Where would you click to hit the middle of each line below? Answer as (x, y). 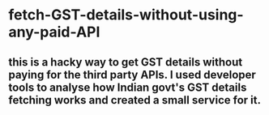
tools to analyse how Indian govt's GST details (128, 87)
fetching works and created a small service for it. (135, 100)
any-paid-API (54, 32)
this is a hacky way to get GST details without (126, 62)
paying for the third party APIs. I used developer (132, 75)
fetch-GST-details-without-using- (126, 15)
